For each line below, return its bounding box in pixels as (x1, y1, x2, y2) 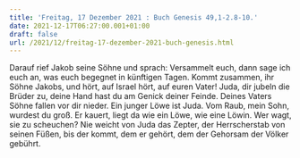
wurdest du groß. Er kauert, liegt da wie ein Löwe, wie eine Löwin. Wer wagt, (9, 110, 292, 121)
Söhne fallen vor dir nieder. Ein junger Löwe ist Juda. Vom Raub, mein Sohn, (9, 100, 289, 112)
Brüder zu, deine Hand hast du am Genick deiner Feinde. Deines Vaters (9, 91, 272, 102)
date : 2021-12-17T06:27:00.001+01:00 (9, 21, 150, 30)
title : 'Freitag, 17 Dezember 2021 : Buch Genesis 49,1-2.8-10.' (9, 12, 258, 22)
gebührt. (9, 138, 41, 149)
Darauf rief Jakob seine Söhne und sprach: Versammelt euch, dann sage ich (9, 62, 291, 73)
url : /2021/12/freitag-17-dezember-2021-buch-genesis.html (9, 37, 235, 47)
